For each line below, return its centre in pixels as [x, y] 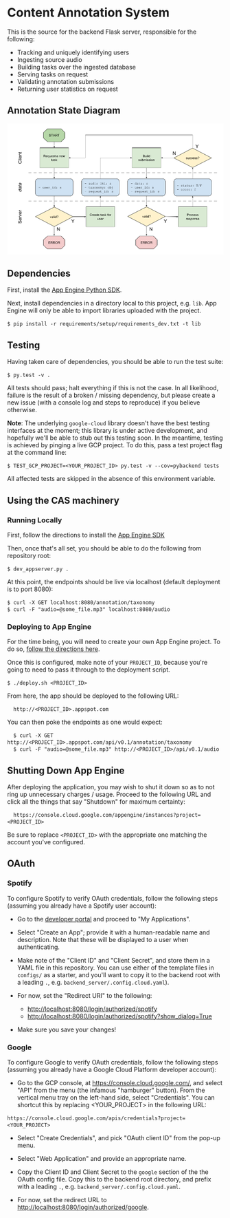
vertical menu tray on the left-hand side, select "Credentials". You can [116, 1098]
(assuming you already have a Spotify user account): [82, 906]
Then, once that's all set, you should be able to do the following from [104, 548]
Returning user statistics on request [67, 89]
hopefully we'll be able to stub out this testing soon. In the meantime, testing [115, 438]
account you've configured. [46, 842]
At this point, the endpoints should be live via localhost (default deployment [114, 581]
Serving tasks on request [53, 74]
